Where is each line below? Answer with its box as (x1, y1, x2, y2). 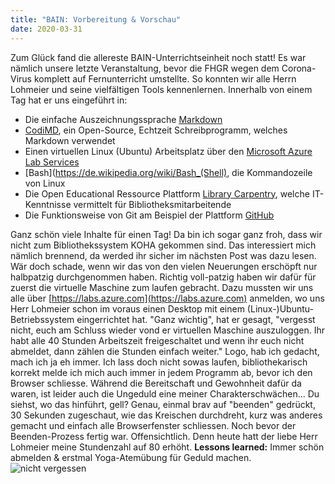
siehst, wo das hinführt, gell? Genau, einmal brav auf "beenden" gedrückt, (10, 398, 316, 410)
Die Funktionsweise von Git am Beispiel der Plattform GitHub (24, 209, 275, 221)
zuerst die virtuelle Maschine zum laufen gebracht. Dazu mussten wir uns (10, 281, 314, 293)
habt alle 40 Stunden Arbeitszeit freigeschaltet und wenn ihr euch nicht (10, 334, 305, 346)
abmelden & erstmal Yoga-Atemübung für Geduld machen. (10, 451, 252, 463)
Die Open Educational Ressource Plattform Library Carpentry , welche (24, 187, 310, 200)
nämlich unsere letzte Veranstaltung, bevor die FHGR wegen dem (10, 62, 280, 74)
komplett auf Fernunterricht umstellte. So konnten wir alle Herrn (33, 72, 297, 85)
